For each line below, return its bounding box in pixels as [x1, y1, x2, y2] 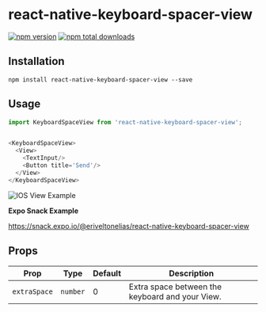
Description [169, 268, 215, 279]
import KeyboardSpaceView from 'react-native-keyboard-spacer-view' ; [8, 118, 243, 126]
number [60, 287, 85, 296]
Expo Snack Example [8, 206, 79, 215]
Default [92, 268, 121, 279]
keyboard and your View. [128, 291, 222, 302]
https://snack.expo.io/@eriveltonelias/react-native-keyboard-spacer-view [8, 221, 249, 230]
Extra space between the [128, 281, 222, 292]
